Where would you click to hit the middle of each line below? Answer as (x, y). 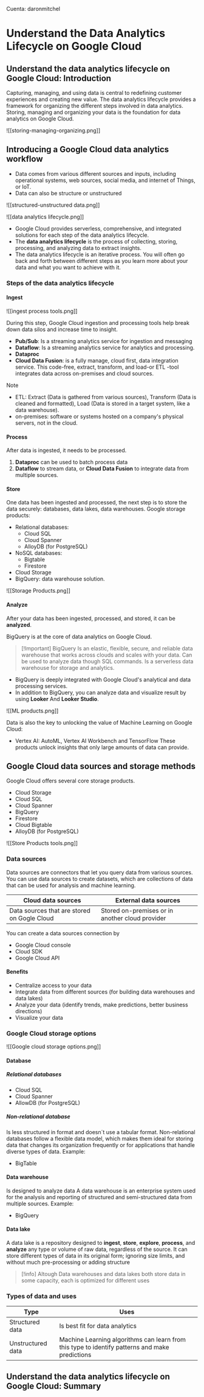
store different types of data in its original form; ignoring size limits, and (96, 1256)
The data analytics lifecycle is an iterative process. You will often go (100, 254)
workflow (25, 159)
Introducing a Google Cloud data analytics (88, 149)
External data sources (148, 900)
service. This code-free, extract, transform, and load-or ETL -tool (97, 367)
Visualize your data (39, 1017)
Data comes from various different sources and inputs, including (95, 173)
